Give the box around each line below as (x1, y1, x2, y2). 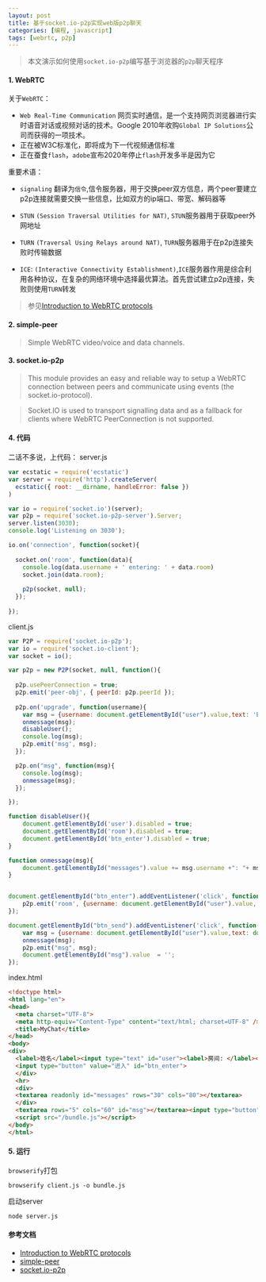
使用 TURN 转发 (33, 284, 77, 294)
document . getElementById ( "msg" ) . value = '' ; (22, 951, 176, 959)
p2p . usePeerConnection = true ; (15, 681, 119, 689)
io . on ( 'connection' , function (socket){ (8, 541, 140, 549)
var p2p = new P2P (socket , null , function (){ (8, 666, 161, 675)
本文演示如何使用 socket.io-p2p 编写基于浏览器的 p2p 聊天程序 (27, 56, 224, 66)
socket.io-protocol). (27, 390, 93, 399)
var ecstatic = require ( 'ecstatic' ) (8, 468, 129, 476)
